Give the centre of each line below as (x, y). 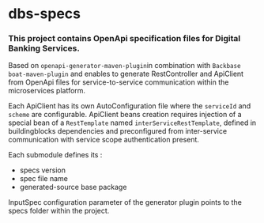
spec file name (44, 179)
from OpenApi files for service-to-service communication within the (119, 82)
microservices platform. (47, 91)
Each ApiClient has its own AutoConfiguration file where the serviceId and (130, 106)
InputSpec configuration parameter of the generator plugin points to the (125, 202)
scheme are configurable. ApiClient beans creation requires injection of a (125, 115)
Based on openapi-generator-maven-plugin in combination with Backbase (124, 66)
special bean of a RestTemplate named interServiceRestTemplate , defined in (132, 123)
